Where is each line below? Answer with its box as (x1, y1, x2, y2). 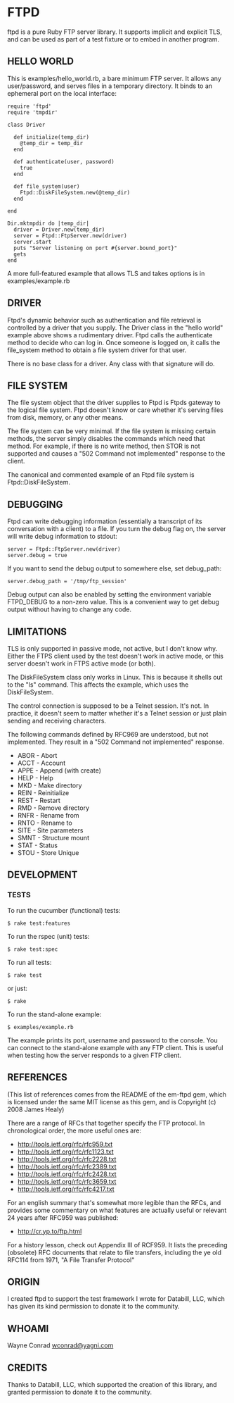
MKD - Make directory (17, 781, 82, 790)
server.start (13, 238, 52, 245)
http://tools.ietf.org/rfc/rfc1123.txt (17, 1147, 114, 1156)
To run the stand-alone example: (7, 1010, 102, 1018)
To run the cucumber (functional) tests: (7, 906, 121, 914)
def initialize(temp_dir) (13, 133, 90, 141)
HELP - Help (17, 774, 54, 782)
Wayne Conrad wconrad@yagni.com (7, 1341, 114, 1349)
